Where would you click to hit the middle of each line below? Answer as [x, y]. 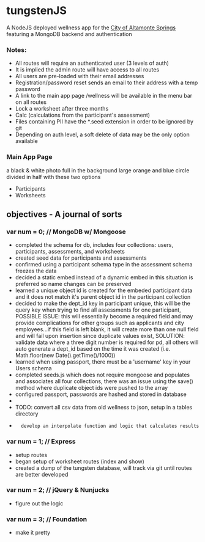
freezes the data [36, 271]
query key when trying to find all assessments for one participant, [98, 310]
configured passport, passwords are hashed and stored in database [101, 394]
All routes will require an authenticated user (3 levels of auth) [92, 63]
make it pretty [33, 533]
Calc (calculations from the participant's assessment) [83, 115]
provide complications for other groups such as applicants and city [100, 323]
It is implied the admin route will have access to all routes [87, 70]
